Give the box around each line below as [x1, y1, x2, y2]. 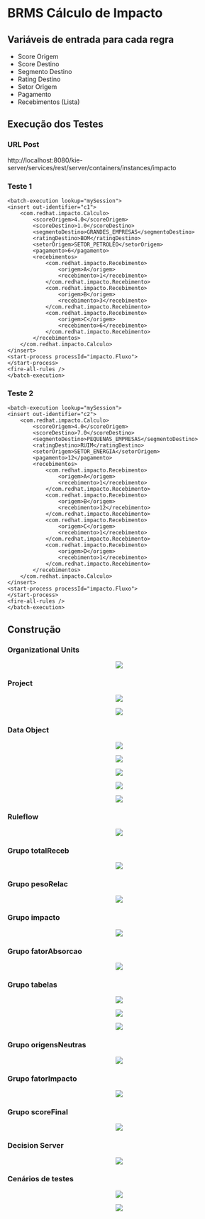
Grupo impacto [7, 913, 60, 923]
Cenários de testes [7, 1174, 74, 1184]
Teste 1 [7, 181, 33, 191]
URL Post [7, 140, 40, 150]
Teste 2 [7, 388, 34, 398]
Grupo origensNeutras [7, 1040, 87, 1050]
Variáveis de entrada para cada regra [7, 33, 174, 46]
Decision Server [7, 1141, 64, 1151]
